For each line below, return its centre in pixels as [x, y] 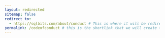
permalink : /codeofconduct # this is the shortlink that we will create [81, 28]
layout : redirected [25, 10]
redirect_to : [18, 19]
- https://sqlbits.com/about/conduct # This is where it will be [78, 23]
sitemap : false [20, 14]
